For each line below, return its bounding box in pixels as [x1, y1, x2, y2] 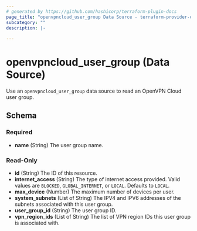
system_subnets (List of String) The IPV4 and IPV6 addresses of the [14, 195, 181, 202]
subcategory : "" [6, 19, 46, 25]
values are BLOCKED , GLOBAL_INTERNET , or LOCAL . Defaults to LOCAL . [14, 182, 170, 189]
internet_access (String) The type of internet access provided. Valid [14, 176, 181, 183]
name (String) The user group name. [14, 141, 104, 148]
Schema [6, 111, 37, 121]
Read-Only [6, 156, 38, 164]
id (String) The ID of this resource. [14, 169, 98, 176]
